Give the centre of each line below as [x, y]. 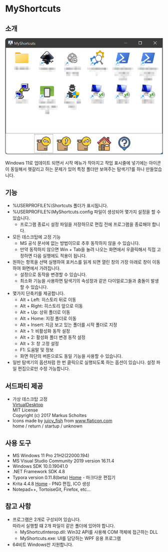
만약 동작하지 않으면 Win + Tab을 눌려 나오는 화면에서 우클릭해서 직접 [88, 249]
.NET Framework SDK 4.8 [39, 472]
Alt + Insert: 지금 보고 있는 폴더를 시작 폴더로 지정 [68, 325]
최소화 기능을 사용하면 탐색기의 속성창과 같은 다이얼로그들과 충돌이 [85, 281]
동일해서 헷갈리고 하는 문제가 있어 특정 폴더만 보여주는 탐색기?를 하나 [77, 169]
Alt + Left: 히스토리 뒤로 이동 [48, 300]
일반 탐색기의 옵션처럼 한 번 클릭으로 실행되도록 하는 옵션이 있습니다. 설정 [84, 362]
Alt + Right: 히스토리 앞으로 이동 [51, 306]
